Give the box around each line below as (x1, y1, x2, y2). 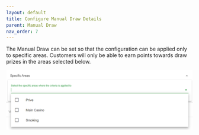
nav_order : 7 (6, 29, 38, 34)
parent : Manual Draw (6, 22, 57, 28)
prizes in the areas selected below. (6, 58, 91, 65)
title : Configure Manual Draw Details (6, 15, 102, 22)
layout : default (6, 10, 46, 15)
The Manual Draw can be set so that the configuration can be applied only (6, 45, 188, 53)
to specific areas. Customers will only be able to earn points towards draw (6, 52, 188, 59)
